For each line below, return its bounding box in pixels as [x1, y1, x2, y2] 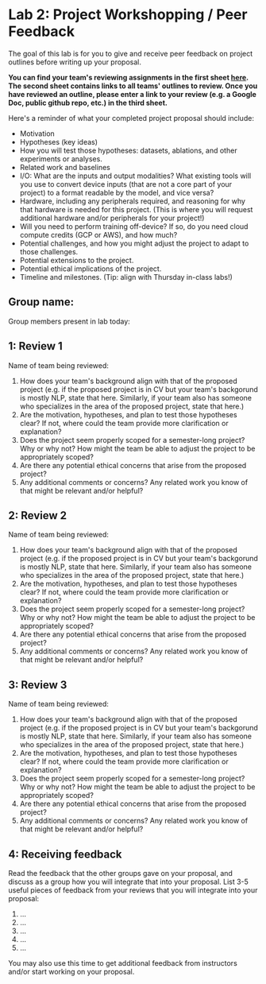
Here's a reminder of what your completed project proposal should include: [8, 113, 254, 122]
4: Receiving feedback [8, 847, 122, 861]
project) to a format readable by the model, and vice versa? [19, 188, 214, 197]
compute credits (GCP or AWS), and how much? [19, 230, 178, 239]
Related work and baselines [19, 162, 111, 172]
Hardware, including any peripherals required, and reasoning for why [19, 196, 246, 206]
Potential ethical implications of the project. [19, 264, 162, 273]
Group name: [8, 296, 74, 309]
